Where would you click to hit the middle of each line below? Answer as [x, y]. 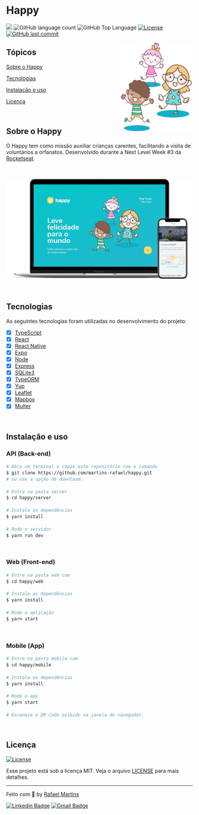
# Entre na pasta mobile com [42, 659]
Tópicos [21, 52]
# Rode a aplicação [30, 613]
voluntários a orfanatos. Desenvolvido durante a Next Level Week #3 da [94, 152]
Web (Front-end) [31, 562]
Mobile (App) [25, 645]
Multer [23, 406]
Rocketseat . [21, 158]
